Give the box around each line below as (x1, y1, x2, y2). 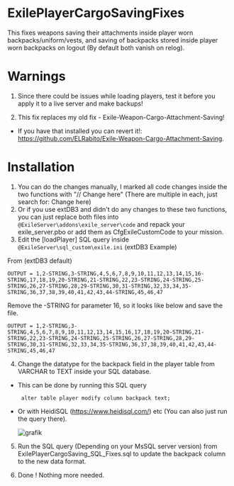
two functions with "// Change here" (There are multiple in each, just (17, 190, 218, 198)
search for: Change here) (17, 197, 91, 206)
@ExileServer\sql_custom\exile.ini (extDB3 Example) (17, 242, 177, 251)
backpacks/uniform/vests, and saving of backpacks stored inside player (7, 35, 218, 44)
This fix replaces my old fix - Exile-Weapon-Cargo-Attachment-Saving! (17, 113, 225, 121)
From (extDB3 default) (7, 256, 72, 265)
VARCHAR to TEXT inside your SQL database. (17, 367, 151, 375)
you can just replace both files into (17, 213, 119, 221)
